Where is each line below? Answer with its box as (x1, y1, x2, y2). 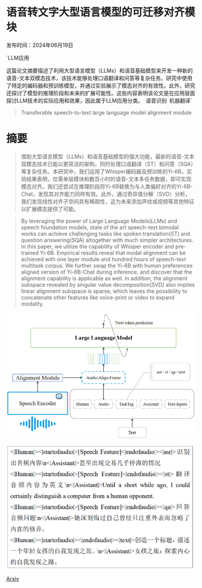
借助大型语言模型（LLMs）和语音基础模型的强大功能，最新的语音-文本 (20, 152, 195, 160)
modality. (20, 300, 44, 307)
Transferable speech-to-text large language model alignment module (20, 109, 192, 116)
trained (20, 249, 39, 256)
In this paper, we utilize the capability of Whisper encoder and (20, 242, 174, 250)
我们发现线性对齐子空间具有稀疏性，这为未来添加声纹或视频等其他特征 (20, 197, 195, 205)
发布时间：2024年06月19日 (6, 41, 74, 49)
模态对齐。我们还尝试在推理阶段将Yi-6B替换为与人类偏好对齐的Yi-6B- (20, 182, 193, 190)
